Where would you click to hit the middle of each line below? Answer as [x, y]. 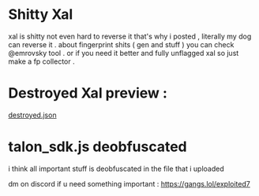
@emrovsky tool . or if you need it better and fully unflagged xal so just [124, 53]
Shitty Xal [41, 15]
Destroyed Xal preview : [88, 93]
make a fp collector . [41, 61]
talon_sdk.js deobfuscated [98, 147]
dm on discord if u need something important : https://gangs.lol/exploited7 [129, 183]
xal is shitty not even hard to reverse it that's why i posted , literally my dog [130, 36]
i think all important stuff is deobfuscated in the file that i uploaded [116, 168]
